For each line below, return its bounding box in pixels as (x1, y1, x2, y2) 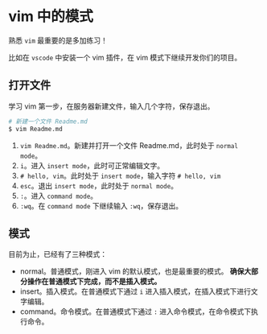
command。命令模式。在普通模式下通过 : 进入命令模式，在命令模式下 (19, 307, 252, 316)
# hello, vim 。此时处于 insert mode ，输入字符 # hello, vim (19, 171, 221, 180)
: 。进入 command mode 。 (19, 191, 98, 200)
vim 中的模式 (8, 7, 94, 26)
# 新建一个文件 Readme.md (8, 118, 88, 126)
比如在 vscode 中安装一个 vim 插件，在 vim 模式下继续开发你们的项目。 (8, 52, 242, 62)
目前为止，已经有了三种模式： (8, 249, 107, 259)
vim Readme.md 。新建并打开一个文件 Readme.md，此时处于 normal (19, 140, 239, 150)
